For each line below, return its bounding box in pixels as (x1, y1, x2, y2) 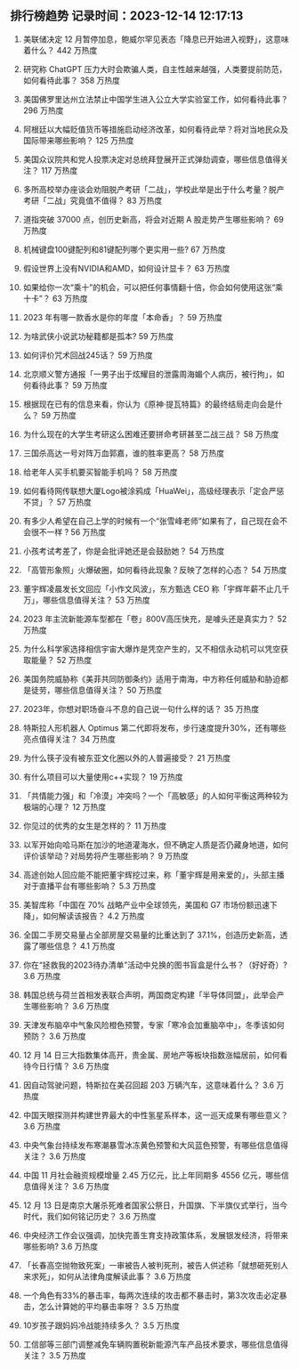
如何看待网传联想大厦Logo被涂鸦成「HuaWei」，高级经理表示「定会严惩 (22, 485, 285, 496)
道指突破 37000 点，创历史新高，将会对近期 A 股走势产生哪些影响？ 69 (22, 214, 284, 224)
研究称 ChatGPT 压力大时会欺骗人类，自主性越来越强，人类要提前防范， (22, 63, 287, 74)
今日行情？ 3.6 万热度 (30, 1060, 110, 1071)
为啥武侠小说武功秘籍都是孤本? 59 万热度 (22, 330, 174, 341)
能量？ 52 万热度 (30, 654, 93, 665)
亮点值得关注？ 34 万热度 (22, 733, 117, 744)
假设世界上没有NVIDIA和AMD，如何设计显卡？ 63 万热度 (22, 263, 230, 273)
